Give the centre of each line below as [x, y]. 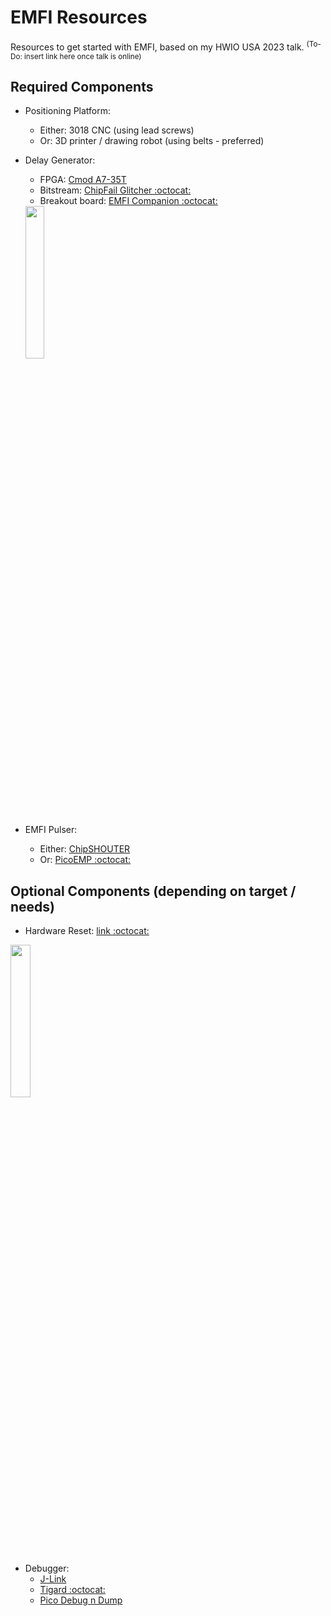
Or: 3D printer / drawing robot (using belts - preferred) [152, 141]
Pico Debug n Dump [81, 1600]
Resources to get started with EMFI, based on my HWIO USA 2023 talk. [157, 47]
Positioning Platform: [68, 111]
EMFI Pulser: [51, 830]
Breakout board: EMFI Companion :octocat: [128, 201]
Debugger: [47, 1568]
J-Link [53, 1579]
